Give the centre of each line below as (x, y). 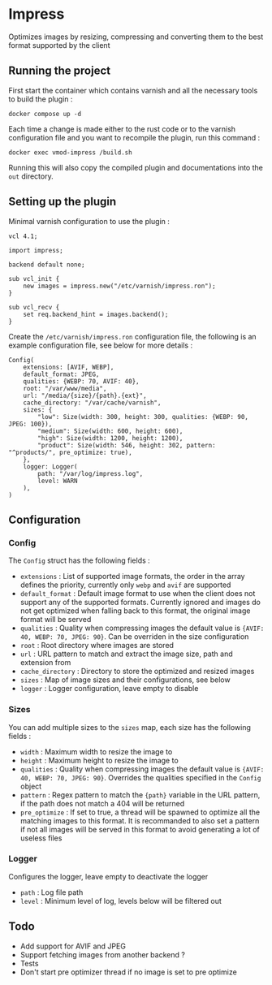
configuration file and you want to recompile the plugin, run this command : (134, 137)
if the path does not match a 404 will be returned (102, 803)
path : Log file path (52, 892)
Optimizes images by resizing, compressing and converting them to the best (136, 37)
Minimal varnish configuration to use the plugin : (89, 221)
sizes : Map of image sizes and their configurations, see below (125, 680)
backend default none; (47, 265)
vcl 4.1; (23, 236)
